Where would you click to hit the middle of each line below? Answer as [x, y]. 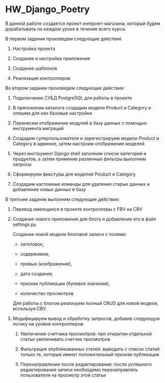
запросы [22, 164]
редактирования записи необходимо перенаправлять [79, 369]
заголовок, [32, 244]
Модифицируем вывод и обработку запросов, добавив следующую [86, 318]
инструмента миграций [38, 128]
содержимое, [35, 254]
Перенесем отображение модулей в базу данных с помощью [80, 123]
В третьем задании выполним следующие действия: [62, 199]
